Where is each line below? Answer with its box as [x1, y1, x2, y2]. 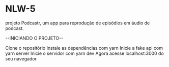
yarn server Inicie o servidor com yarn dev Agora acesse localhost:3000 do [5, 50, 164, 56]
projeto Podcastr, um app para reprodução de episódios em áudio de [5, 20, 150, 26]
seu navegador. [5, 55, 38, 61]
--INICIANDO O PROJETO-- [5, 35, 64, 41]
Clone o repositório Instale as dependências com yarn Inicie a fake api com [5, 45, 163, 51]
